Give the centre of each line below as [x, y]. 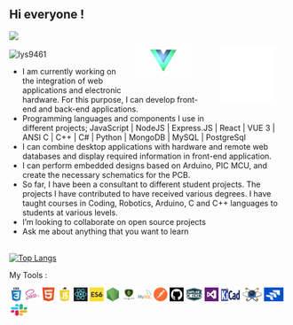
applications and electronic [71, 90]
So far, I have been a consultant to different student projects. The [141, 184]
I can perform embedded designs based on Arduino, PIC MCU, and [145, 165]
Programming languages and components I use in [113, 118]
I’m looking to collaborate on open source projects [114, 221]
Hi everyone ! [47, 15]
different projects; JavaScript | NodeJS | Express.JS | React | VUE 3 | [148, 128]
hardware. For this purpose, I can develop [99, 99]
